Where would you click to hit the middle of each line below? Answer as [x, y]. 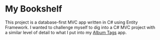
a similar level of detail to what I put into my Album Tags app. [66, 32]
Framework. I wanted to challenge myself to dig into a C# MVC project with [80, 27]
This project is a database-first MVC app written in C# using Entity [71, 22]
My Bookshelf [34, 9]
